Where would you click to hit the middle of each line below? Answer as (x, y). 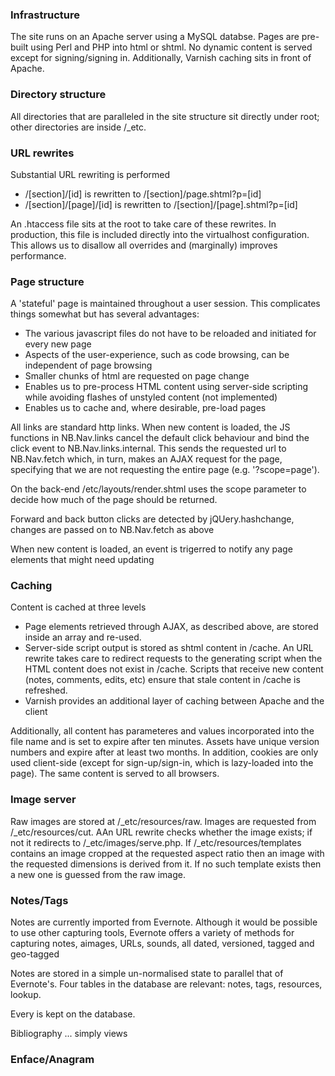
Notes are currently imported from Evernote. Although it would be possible (164, 922)
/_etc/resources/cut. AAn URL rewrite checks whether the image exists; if (161, 832)
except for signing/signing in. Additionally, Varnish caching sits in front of (161, 58)
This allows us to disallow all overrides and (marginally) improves (144, 245)
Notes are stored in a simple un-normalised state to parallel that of (147, 974)
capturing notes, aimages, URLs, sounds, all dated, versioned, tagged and (162, 944)
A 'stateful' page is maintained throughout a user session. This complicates (165, 304)
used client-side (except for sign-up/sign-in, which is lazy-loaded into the (162, 763)
